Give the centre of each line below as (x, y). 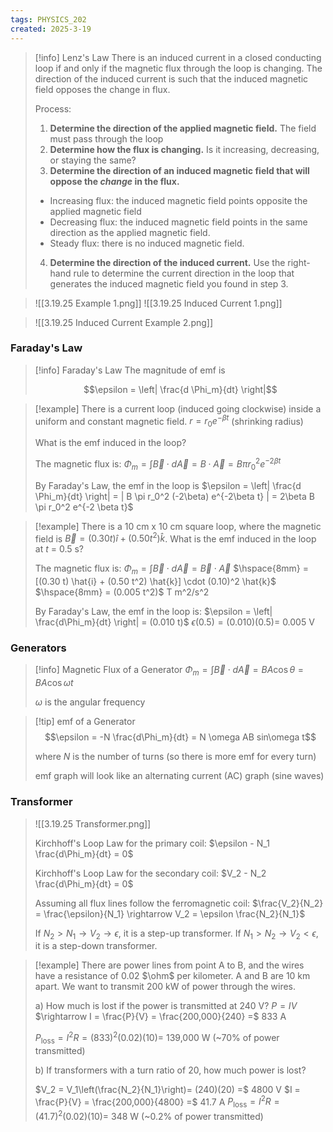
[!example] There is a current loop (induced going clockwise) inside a (178, 408)
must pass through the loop (106, 138)
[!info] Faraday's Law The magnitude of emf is (130, 370)
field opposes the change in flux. (102, 89)
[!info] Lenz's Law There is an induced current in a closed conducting (178, 57)
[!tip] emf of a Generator (85, 722)
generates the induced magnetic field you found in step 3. (169, 283)
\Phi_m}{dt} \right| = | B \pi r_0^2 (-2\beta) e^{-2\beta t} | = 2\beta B (174, 496)
